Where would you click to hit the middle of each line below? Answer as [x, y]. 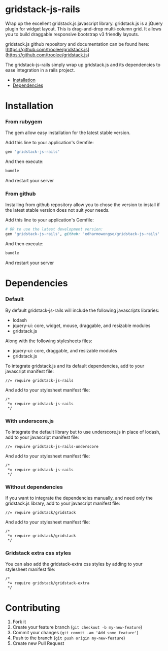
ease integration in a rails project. [40, 70]
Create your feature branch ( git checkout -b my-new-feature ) [77, 627]
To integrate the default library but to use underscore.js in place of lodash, [83, 432]
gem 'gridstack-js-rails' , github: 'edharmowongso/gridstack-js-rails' [82, 234]
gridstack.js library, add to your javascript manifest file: [63, 503]
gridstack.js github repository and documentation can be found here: [77, 44]
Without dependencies [34, 487]
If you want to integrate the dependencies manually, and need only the [79, 498]
